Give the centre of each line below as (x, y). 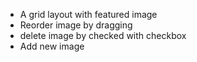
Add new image (52, 46)
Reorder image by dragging (76, 25)
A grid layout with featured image (88, 14)
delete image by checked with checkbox (103, 35)
